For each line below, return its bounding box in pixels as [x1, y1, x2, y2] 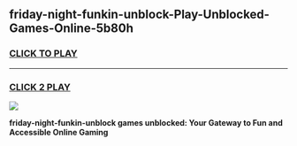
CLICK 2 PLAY [9, 81, 71, 93]
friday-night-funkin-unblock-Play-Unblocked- [9, 7, 270, 22]
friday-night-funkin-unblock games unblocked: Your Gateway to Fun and [9, 117, 283, 127]
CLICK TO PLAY [9, 48, 78, 60]
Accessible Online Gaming [9, 127, 109, 137]
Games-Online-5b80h [9, 21, 134, 36]
